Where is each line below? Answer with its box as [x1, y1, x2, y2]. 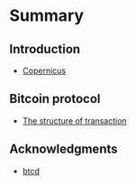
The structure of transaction [22, 115, 128, 126]
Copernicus [22, 65, 66, 76]
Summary [9, 5, 84, 26]
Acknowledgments [9, 142, 119, 157]
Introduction [9, 42, 81, 57]
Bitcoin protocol [9, 91, 101, 106]
